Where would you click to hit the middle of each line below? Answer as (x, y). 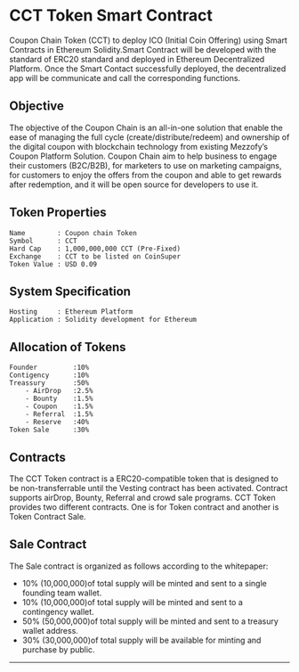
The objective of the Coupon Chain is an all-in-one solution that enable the (146, 127)
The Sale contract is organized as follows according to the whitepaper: (139, 566)
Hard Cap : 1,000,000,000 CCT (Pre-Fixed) (95, 249)
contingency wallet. (58, 611)
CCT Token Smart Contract (111, 16)
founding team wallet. (62, 593)
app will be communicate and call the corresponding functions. (125, 78)
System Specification (70, 291)
